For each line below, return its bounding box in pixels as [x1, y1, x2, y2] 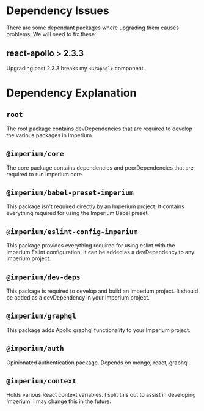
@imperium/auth [6, 344, 64, 353]
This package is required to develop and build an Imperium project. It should [6, 287, 199, 295]
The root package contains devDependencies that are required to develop [6, 125, 193, 132]
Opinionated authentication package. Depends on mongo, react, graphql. [6, 359, 191, 366]
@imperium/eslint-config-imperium [6, 227, 138, 236]
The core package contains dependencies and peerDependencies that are [6, 164, 194, 172]
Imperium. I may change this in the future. [6, 398, 112, 405]
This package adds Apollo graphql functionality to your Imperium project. [6, 326, 191, 334]
